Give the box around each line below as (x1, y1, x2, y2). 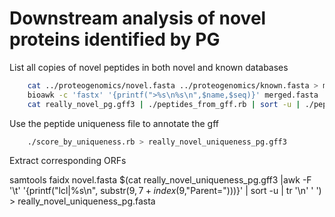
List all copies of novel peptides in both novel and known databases (9, 61, 289, 73)
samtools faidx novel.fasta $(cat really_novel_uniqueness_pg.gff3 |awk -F (9, 174, 312, 186)
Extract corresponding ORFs (9, 155, 127, 167)
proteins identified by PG (9, 28, 221, 51)
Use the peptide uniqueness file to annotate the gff (9, 117, 219, 129)
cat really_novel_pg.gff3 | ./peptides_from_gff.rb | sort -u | (27, 99, 301, 109)
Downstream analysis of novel (9, 7, 267, 30)
